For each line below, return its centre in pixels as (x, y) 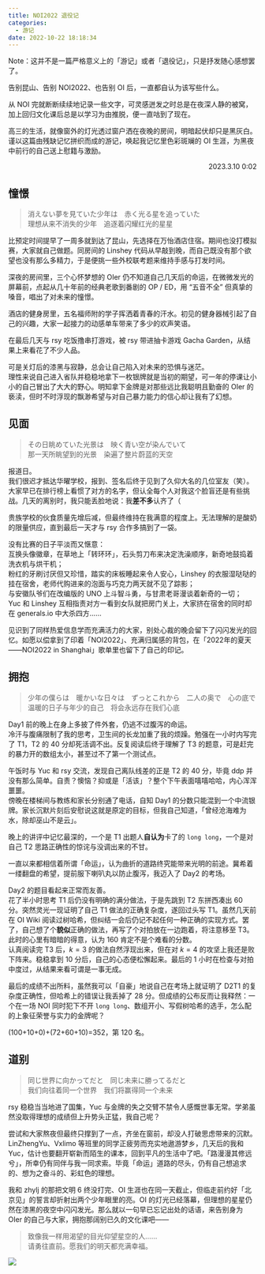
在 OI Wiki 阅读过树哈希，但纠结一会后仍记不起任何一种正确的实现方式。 (125, 919)
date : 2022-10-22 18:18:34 (52, 38)
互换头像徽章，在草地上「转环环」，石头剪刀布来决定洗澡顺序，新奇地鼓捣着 (131, 554)
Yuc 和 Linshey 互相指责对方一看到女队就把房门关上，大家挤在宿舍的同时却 (130, 603)
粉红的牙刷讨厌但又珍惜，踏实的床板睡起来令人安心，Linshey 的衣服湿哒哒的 (132, 573)
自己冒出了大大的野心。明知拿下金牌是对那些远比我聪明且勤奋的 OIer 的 (138, 387)
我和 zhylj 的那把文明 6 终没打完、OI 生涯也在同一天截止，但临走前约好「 (127, 1189)
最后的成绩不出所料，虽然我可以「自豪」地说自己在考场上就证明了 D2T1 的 (129, 986)
